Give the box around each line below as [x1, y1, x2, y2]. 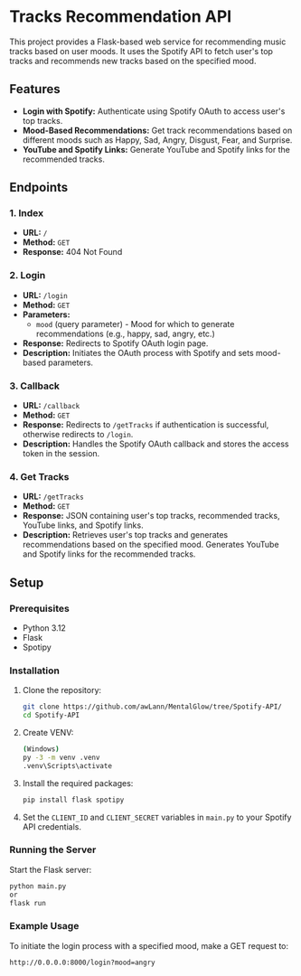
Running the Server [9, 843, 97, 856]
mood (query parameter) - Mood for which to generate [35, 318, 235, 329]
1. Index [9, 207, 43, 220]
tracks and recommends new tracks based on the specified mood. [9, 55, 257, 66]
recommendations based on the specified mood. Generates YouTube [22, 540, 279, 550]
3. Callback [9, 380, 61, 392]
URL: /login [22, 289, 68, 300]
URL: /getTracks [22, 491, 84, 502]
